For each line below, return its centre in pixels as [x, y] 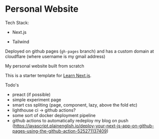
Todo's [12, 85]
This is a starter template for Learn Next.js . [48, 75]
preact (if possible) [31, 94]
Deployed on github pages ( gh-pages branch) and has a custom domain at [79, 51]
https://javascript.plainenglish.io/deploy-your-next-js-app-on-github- [84, 126]
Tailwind [21, 42]
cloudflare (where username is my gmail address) [55, 56]
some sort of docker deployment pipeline [54, 115]
